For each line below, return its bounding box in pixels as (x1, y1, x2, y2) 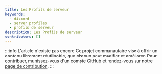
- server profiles (9, 20, 48, 26)
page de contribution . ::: (5, 63, 54, 69)
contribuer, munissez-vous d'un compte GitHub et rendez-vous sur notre (5, 58, 153, 64)
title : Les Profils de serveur (5, 7, 69, 12)
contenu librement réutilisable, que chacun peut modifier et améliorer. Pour (5, 53, 157, 58)
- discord (9, 16, 29, 21)
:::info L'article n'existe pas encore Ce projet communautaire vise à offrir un (5, 47, 158, 54)
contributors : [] (5, 35, 41, 39)
